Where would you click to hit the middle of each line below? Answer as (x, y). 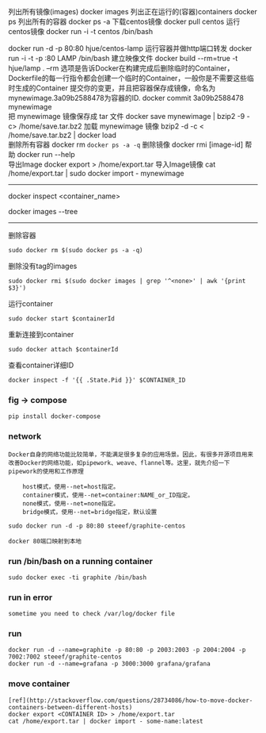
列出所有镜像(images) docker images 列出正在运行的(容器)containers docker (133, 12)
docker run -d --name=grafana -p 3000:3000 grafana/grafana (110, 664)
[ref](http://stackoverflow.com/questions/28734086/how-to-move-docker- (131, 700)
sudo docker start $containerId (61, 319)
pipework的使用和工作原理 (46, 471)
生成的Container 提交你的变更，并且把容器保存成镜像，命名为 (115, 88)
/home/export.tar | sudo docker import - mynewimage (96, 173)
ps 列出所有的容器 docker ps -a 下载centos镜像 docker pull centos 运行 (124, 21)
